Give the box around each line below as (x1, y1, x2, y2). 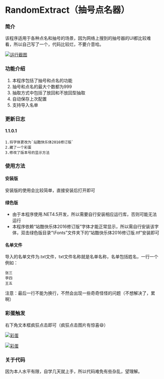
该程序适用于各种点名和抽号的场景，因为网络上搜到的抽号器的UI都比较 (5, 35, 147, 41)
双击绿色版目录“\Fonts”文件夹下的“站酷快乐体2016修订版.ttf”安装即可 (21, 230, 160, 236)
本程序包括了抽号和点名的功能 (12, 77, 72, 83)
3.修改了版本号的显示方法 (5, 150, 50, 155)
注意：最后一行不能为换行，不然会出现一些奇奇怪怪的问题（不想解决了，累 (5, 290, 155, 296)
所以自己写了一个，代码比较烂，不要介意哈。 (13, 41, 104, 47)
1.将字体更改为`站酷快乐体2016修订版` (5, 139, 74, 145)
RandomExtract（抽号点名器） (5, 4, 130, 16)
